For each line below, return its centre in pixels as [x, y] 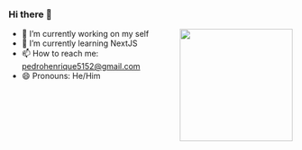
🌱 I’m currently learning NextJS [79, 43]
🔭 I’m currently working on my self [85, 34]
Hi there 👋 [31, 14]
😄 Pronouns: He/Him [61, 76]
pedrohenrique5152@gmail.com [81, 66]
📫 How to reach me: [60, 54]
